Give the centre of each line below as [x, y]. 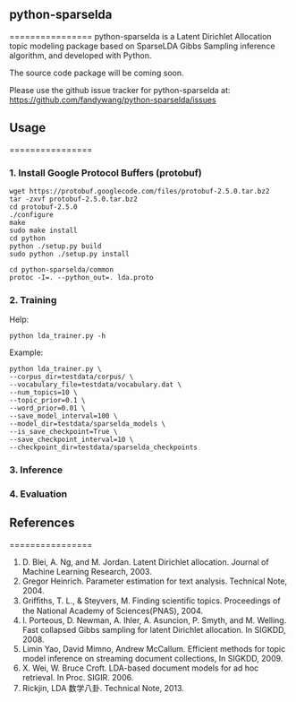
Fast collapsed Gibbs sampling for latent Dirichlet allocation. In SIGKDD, [154, 629]
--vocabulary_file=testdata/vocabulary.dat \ [95, 385]
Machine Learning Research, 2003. [87, 571]
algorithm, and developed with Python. [80, 55]
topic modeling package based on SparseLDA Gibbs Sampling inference [142, 46]
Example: [26, 352]
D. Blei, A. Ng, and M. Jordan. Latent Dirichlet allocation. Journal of [146, 562]
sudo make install [43, 230]
